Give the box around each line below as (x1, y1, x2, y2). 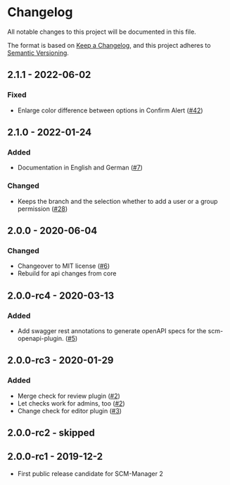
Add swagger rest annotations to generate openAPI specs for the (17, 326, 207, 335)
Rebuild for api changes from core (17, 269, 117, 278)
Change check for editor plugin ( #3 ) (17, 406, 122, 415)
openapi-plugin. (17, 334, 64, 342)
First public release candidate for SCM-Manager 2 (17, 469, 164, 478)
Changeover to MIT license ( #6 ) (17, 261, 110, 271)
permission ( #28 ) (17, 205, 68, 213)
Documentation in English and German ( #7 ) (17, 163, 143, 172)
